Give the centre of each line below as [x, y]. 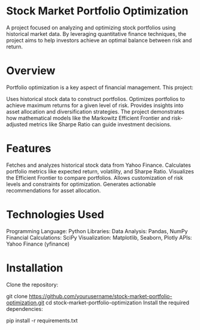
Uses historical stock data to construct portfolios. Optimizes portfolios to [96, 99]
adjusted [17, 124]
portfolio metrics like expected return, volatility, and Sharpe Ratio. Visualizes [100, 171]
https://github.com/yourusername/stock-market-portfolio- [101, 296]
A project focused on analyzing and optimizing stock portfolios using [91, 27]
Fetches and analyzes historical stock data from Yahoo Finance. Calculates [99, 165]
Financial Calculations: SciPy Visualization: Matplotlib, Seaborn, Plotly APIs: [99, 237]
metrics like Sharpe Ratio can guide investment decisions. [100, 124]
